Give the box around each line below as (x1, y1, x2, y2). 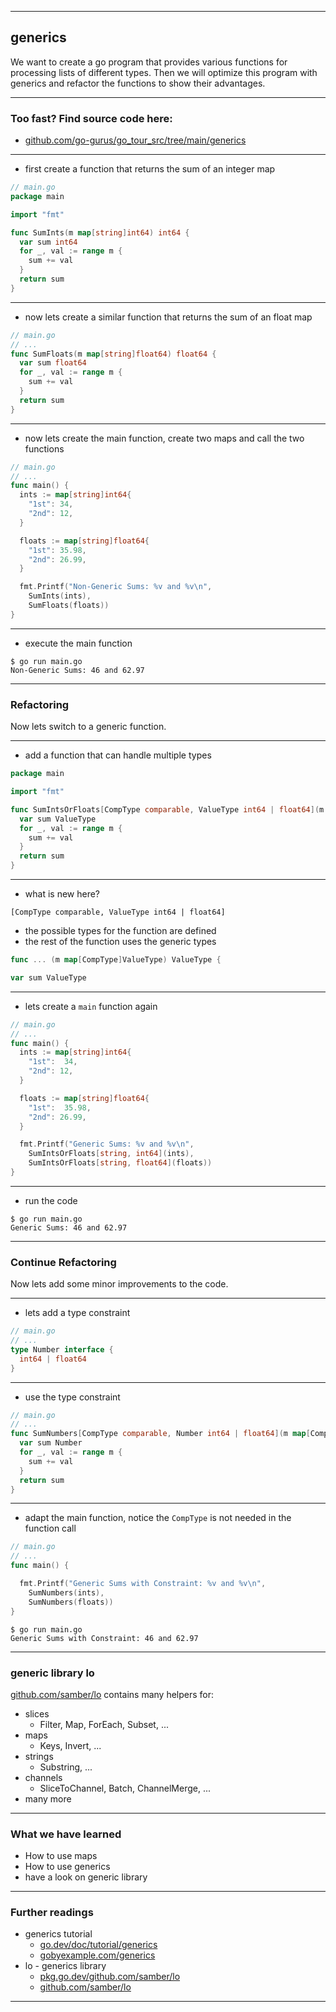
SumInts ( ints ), (28, 591, 92, 601)
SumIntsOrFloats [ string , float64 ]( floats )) (28, 1158, 213, 1168)
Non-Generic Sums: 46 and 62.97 (10, 665, 145, 675)
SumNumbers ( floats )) (28, 1597, 114, 1607)
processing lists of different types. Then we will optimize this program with (10, 66, 318, 78)
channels (24, 1771, 63, 1783)
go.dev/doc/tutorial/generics (39, 1939, 158, 1951)
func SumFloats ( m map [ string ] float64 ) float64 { (10, 349, 217, 359)
